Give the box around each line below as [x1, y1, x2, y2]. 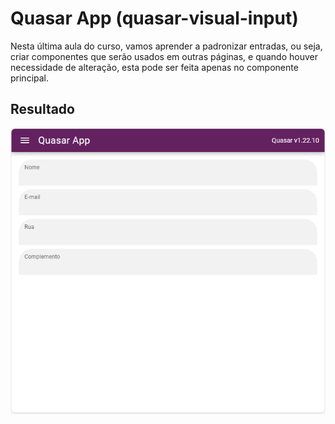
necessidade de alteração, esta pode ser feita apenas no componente [10, 61, 299, 73]
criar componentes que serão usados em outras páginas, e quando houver [10, 50, 318, 62]
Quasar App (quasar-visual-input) [10, 7, 299, 30]
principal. [10, 72, 50, 84]
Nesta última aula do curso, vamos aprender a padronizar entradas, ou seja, [10, 40, 323, 52]
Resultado [10, 101, 75, 118]
